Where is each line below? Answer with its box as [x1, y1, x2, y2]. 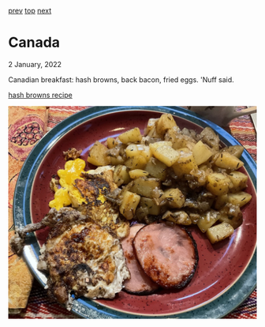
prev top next [8, 6, 52, 15]
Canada [8, 34, 61, 51]
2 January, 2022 [8, 59, 62, 69]
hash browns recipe [8, 90, 73, 100]
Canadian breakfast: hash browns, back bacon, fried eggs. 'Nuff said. [8, 74, 234, 85]
